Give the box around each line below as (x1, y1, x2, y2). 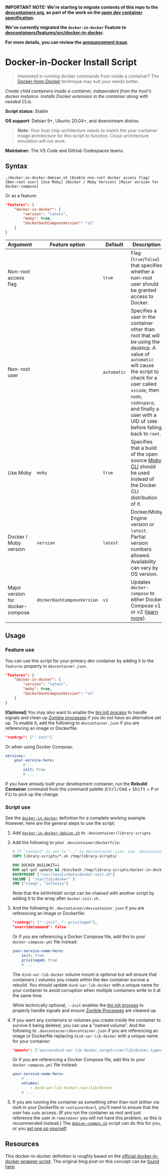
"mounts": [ (12, 1048, 37, 1053)
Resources (5, 1140, 39, 1148)
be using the (131, 338, 160, 345)
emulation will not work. (17, 138, 66, 144)
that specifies (131, 262, 163, 269)
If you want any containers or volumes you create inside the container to (12, 1017, 161, 1023)
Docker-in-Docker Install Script (5, 57, 137, 68)
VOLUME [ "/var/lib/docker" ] (12, 876, 76, 881)
